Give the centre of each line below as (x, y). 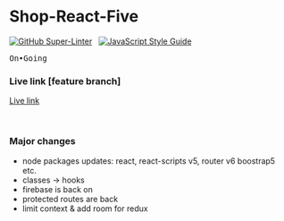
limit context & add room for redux (85, 208)
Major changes (42, 141)
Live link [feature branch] (65, 81)
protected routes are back (70, 199)
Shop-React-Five (74, 17)
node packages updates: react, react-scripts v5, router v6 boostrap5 (148, 161)
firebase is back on (58, 189)
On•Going (28, 58)
